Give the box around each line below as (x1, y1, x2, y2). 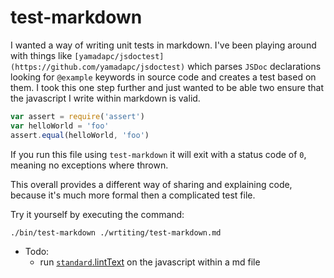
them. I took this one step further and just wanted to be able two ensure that (10, 81, 324, 93)
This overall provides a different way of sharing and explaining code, (10, 178, 293, 190)
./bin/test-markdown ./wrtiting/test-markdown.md (10, 227, 222, 238)
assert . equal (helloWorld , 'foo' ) (10, 130, 150, 140)
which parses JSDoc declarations (187, 60, 322, 72)
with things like (10, 49, 73, 61)
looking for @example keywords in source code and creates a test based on (10, 71, 317, 83)
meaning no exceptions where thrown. (10, 159, 169, 171)
